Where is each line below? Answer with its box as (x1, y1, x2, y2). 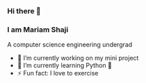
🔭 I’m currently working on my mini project (17, 54, 139, 62)
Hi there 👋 (7, 6, 42, 16)
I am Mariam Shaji (7, 24, 69, 34)
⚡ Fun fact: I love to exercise (17, 69, 99, 77)
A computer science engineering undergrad (7, 41, 133, 49)
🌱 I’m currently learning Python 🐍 (17, 62, 113, 70)
